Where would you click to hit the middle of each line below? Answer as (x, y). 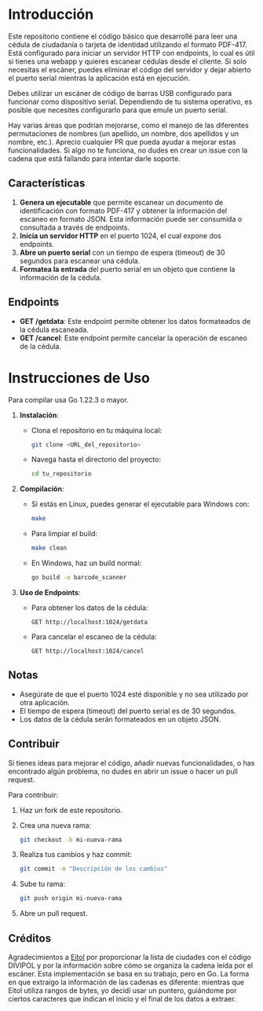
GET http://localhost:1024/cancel (88, 651)
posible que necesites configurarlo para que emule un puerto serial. (118, 110)
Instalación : (39, 415)
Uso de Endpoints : (50, 592)
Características (47, 184)
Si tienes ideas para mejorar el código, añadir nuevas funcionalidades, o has (131, 763)
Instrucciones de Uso (79, 378)
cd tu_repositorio (61, 474)
